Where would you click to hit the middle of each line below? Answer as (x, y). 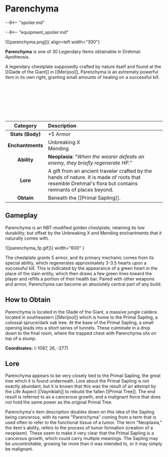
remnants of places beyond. (81, 189)
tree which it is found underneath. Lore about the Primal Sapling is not (77, 381)
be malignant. (19, 449)
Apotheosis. (17, 57)
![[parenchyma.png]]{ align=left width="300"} (52, 42)
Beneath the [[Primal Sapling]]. (84, 198)
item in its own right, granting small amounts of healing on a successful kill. (82, 77)
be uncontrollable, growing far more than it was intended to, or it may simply (84, 444)
